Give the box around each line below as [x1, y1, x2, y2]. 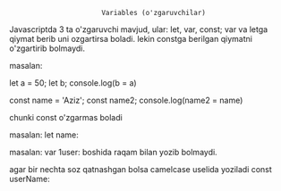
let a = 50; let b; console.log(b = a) [9, 78, 137, 88]
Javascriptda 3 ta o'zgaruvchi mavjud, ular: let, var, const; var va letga [9, 24, 268, 35]
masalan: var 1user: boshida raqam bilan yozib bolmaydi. [9, 147, 217, 157]
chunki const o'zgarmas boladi [9, 112, 123, 122]
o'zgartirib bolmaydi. [9, 43, 85, 54]
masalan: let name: [9, 129, 79, 140]
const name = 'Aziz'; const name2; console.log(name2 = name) [9, 95, 243, 105]
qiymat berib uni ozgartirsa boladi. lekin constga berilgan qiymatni [9, 34, 253, 44]
